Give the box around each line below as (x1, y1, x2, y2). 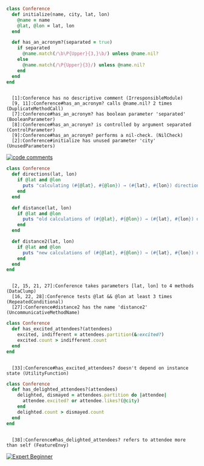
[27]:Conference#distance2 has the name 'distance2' (12, 304, 148, 310)
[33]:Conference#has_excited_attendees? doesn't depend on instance (12, 365, 189, 371)
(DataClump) (6, 288, 36, 294)
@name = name (17, 17, 50, 23)
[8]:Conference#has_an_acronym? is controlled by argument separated (12, 122, 191, 128)
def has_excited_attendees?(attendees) (12, 326, 113, 332)
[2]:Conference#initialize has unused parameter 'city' (12, 137, 156, 144)
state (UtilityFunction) (6, 370, 69, 377)
